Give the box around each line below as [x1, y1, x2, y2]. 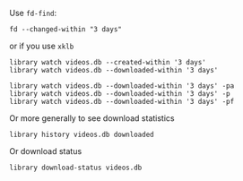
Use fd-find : [9, 8, 57, 18]
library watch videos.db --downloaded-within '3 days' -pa [9, 82, 235, 90]
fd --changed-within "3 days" [9, 25, 123, 34]
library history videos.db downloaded [9, 130, 154, 139]
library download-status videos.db [9, 163, 143, 172]
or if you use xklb [9, 40, 74, 51]
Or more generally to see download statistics [9, 113, 175, 124]
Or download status [9, 146, 82, 156]
